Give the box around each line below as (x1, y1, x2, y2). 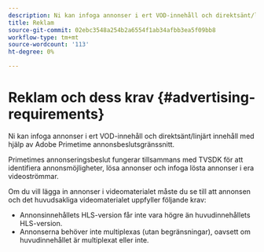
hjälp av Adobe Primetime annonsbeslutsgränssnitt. (8, 139, 175, 149)
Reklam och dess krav (8, 89, 155, 107)
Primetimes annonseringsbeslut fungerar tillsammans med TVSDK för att (8, 155, 244, 164)
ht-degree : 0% (8, 48, 55, 56)
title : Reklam (8, 19, 55, 27)
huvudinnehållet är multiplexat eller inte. (19, 235, 149, 244)
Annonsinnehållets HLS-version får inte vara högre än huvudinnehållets (19, 210, 251, 220)
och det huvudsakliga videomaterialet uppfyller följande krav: (8, 195, 207, 204)
